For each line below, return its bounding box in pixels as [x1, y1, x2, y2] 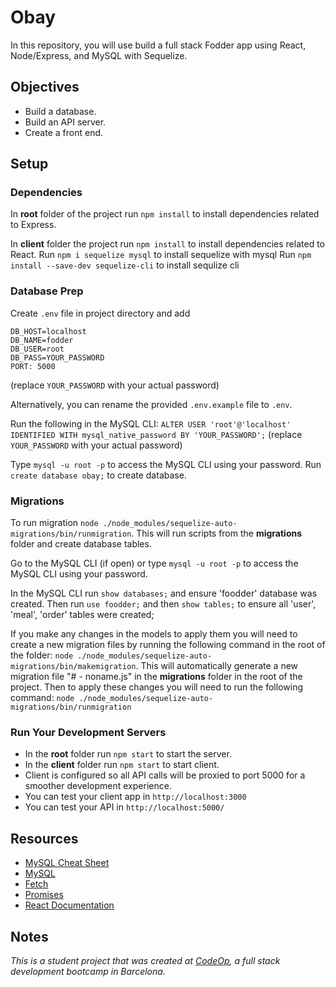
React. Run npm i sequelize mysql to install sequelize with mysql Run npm [10, 249, 312, 261]
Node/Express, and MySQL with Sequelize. [10, 49, 188, 61]
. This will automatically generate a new [135, 660, 299, 672]
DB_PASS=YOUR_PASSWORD [10, 352, 105, 363]
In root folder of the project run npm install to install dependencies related [10, 208, 320, 220]
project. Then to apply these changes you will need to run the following [10, 681, 303, 693]
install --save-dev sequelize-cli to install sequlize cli [10, 259, 240, 271]
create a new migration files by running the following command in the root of [10, 639, 326, 651]
